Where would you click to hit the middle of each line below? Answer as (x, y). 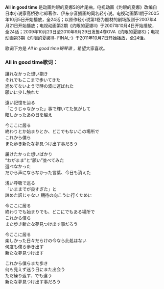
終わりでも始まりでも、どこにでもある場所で (50, 212)
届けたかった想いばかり (29, 154)
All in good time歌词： (32, 62)
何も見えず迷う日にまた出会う (35, 269)
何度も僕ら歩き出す (24, 247)
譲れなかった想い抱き (26, 74)
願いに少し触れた (22, 92)
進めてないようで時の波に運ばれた (39, 86)
